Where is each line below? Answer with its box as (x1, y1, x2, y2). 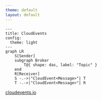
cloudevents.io (5, 89, 37, 95)
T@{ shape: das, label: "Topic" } (24, 62, 97, 67)
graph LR (5, 49, 24, 54)
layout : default (5, 12, 40, 17)
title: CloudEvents (5, 31, 47, 36)
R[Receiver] (14, 71, 40, 76)
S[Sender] (14, 53, 36, 58)
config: (5, 35, 22, 41)
